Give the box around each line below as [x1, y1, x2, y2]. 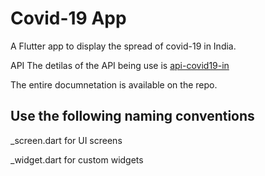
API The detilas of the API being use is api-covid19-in [10, 59, 230, 71]
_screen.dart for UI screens [10, 134, 123, 146]
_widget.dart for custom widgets [10, 153, 144, 166]
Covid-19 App [10, 7, 127, 30]
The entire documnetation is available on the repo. [10, 78, 218, 91]
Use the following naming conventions [10, 108, 255, 125]
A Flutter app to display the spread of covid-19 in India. [10, 40, 237, 52]
